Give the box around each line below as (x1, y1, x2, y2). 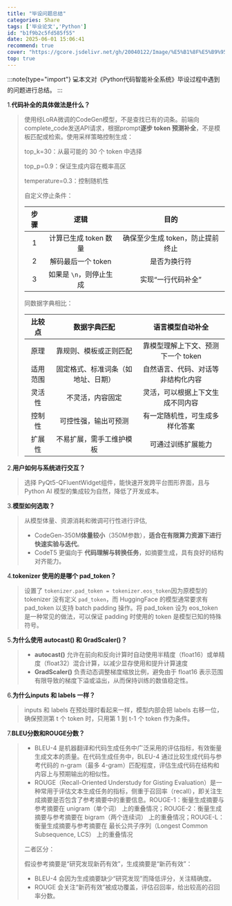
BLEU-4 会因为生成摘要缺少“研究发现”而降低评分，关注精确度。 (34, 874, 215, 882)
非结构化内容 (159, 374, 202, 384)
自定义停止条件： (23, 191, 73, 199)
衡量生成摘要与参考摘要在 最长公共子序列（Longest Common (34, 821, 209, 830)
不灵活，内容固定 (66, 392, 122, 402)
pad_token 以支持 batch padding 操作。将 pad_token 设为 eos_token (23, 603, 218, 612)
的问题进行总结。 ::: (7, 86, 64, 94)
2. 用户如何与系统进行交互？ (7, 463, 86, 472)
